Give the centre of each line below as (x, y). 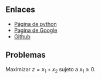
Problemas (26, 55)
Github (22, 36)
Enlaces (21, 10)
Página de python (35, 24)
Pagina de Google (36, 30)
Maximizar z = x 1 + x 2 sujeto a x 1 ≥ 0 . (51, 70)
